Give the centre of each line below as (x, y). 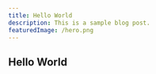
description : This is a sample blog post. (79, 23)
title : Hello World (40, 15)
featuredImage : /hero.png (51, 30)
